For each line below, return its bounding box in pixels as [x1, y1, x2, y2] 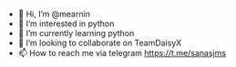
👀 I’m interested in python [17, 18, 115, 29]
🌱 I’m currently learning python [17, 28, 135, 38]
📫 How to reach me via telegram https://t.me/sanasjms [17, 48, 226, 58]
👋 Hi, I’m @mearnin [17, 9, 91, 19]
